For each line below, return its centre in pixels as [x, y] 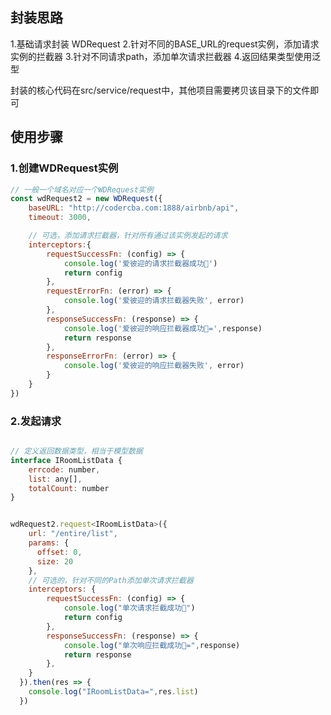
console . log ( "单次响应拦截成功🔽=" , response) [152, 645]
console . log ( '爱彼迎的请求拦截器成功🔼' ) [140, 263]
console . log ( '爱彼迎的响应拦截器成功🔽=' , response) [163, 328]
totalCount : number [69, 488]
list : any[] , [55, 479]
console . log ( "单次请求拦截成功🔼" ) [129, 608]
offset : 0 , [59, 552]
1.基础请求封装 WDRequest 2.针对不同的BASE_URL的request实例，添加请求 [165, 44]
